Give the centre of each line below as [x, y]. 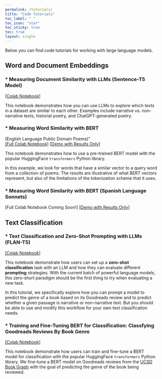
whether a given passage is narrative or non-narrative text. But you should [79, 302]
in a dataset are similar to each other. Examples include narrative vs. [73, 111]
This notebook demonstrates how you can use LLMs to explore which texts [80, 105]
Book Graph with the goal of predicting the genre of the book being [72, 367]
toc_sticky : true [22, 28]
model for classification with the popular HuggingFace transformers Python [80, 357]
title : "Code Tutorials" [30, 14]
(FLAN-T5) [18, 242]
